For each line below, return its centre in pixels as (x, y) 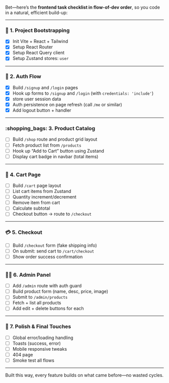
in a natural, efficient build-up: (36, 13)
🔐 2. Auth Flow (23, 77)
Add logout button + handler (42, 110)
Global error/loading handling (43, 338)
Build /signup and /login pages (45, 87)
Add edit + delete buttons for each (48, 308)
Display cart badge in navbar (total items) (55, 156)
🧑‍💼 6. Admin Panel (28, 275)
